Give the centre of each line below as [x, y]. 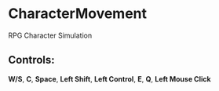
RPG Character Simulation [50, 35]
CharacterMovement [78, 14]
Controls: [31, 60]
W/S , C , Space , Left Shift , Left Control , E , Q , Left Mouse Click [109, 78]
